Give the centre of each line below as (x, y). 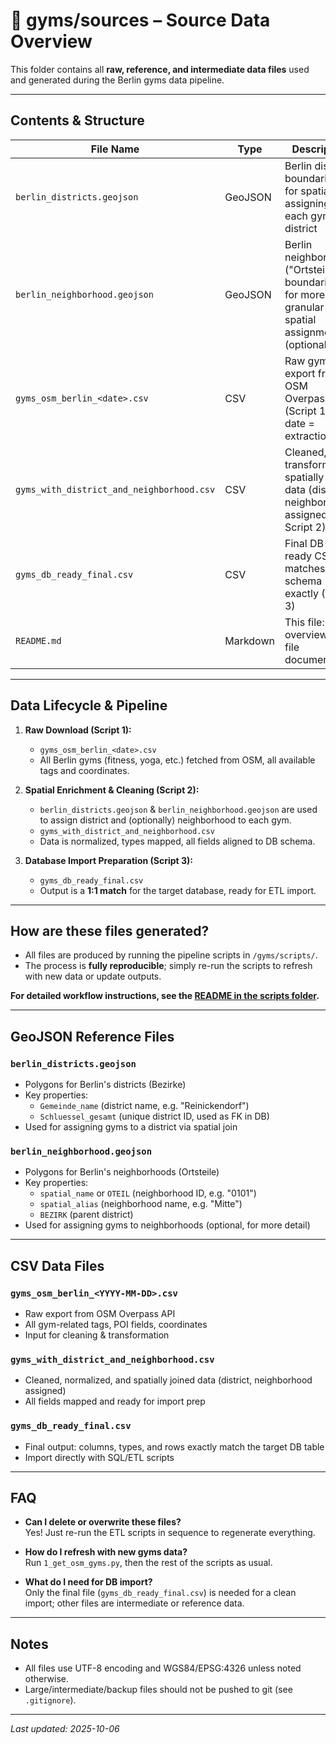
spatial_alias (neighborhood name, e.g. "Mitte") (141, 1204)
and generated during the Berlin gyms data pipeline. (117, 80)
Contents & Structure (77, 120)
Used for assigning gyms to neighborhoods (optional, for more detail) (167, 1225)
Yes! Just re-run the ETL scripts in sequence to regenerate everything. (170, 1533)
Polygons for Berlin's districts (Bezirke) (105, 1085)
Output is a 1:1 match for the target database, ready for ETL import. (178, 890)
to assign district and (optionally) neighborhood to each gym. (165, 820)
